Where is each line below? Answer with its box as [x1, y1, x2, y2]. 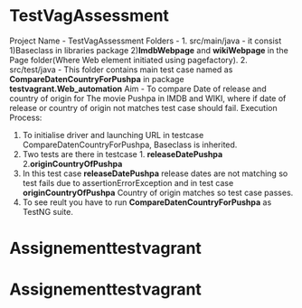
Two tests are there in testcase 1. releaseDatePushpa [22, 148, 223, 159]
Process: [9, 112, 42, 123]
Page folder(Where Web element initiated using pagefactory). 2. [9, 54, 249, 65]
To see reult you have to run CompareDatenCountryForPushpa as [22, 196, 272, 208]
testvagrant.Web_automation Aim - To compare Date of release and [9, 83, 267, 94]
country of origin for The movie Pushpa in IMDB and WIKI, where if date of [9, 92, 287, 104]
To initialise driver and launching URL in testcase [22, 129, 204, 140]
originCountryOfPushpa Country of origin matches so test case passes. [22, 187, 294, 198]
